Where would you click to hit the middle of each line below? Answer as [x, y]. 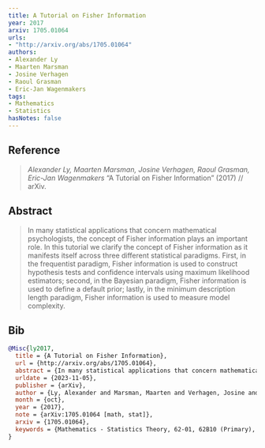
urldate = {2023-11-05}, [56, 378]
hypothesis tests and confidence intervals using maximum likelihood [138, 272]
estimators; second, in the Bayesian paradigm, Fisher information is [137, 280]
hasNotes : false [35, 119]
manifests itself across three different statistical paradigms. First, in [137, 255]
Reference [34, 151]
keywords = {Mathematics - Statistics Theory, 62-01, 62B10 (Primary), [136, 429]
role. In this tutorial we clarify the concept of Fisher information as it [138, 247]
